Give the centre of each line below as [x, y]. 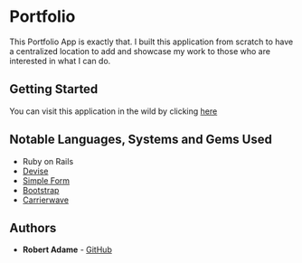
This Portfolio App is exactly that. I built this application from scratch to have [151, 42]
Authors [33, 228]
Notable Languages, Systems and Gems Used [141, 140]
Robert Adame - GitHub [67, 249]
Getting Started [54, 89]
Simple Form [46, 180]
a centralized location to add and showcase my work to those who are [140, 51]
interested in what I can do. [60, 61]
